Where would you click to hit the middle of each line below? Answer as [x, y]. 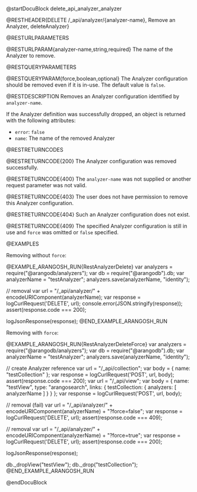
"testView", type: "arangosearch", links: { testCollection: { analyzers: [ [91, 387]
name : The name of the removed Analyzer [65, 138]
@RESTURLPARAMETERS [38, 38]
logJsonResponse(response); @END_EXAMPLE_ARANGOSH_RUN [87, 321]
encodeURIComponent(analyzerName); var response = [74, 297]
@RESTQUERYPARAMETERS [41, 67]
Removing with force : [32, 333]
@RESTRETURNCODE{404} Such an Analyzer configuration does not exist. [98, 215]
